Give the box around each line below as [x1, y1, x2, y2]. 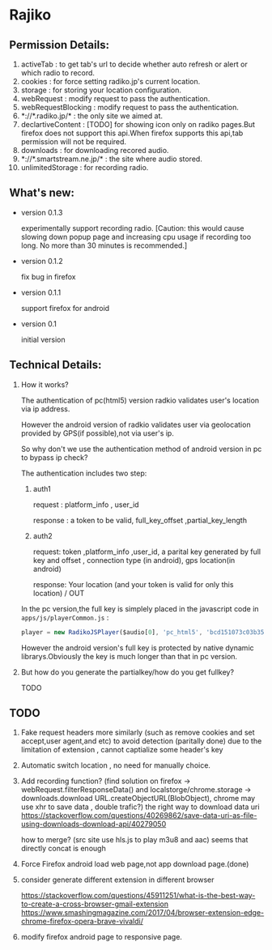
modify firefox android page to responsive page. [20, 932, 183, 942]
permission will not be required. [20, 137, 127, 147]
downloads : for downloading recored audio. [20, 146, 169, 155]
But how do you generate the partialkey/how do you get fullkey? [20, 667, 234, 677]
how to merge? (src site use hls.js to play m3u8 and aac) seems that [20, 835, 249, 845]
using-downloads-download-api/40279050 [20, 820, 167, 829]
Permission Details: [9, 38, 110, 52]
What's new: [9, 186, 75, 200]
